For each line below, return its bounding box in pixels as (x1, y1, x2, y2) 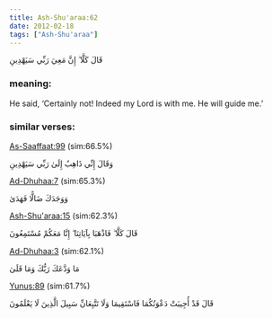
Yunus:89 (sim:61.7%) (9, 280, 91, 291)
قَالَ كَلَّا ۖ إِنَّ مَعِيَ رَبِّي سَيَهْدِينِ (9, 55, 103, 66)
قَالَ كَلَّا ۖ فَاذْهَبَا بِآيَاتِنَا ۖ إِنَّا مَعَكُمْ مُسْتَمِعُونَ (9, 227, 138, 238)
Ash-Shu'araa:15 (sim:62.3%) (9, 210, 118, 221)
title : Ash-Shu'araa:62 (9, 13, 99, 22)
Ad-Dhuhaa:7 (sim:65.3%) (9, 175, 106, 186)
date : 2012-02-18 (9, 22, 75, 31)
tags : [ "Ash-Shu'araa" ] (9, 30, 99, 39)
